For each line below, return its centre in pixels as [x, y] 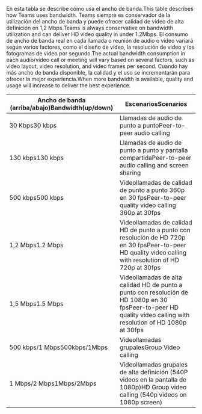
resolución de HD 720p [152, 237]
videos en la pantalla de [153, 380]
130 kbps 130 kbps [37, 158]
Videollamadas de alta [151, 277]
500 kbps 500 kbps [37, 198]
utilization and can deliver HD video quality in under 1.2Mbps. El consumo [97, 34]
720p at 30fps [140, 267]
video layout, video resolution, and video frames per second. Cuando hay [97, 66]
